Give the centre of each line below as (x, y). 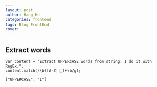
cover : (12, 29)
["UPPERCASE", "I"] (26, 79)
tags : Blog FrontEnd (27, 24)
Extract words (28, 50)
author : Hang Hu (23, 15)
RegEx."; (15, 66)
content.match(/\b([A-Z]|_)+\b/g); (43, 70)
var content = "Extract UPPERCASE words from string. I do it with (79, 61)
